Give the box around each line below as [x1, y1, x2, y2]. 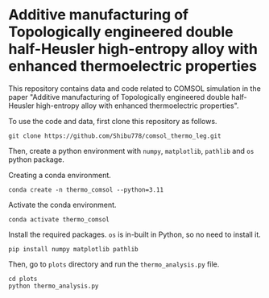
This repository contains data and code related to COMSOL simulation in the [8, 83, 262, 93]
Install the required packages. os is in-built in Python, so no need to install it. [8, 230, 262, 239]
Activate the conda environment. [8, 200, 117, 209]
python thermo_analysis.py [8, 282, 99, 290]
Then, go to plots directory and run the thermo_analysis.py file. [8, 259, 220, 269]
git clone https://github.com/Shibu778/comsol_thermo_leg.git [8, 131, 221, 140]
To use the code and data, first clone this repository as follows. [8, 116, 217, 126]
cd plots [8, 275, 38, 283]
